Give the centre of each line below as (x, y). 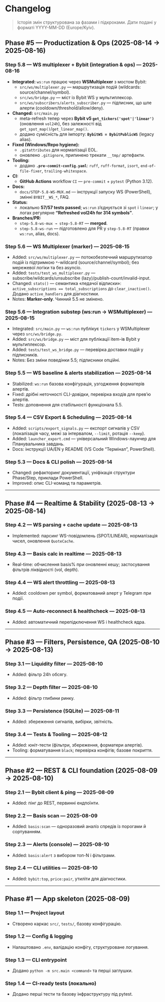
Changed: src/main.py (35, 113)
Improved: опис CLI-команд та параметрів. (57, 483)
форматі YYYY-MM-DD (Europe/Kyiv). (56, 27)
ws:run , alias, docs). (40, 233)
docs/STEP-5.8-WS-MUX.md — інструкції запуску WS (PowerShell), (85, 192)
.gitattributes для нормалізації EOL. (59, 150)
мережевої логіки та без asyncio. (47, 267)
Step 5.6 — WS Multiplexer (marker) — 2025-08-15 (68, 246)
